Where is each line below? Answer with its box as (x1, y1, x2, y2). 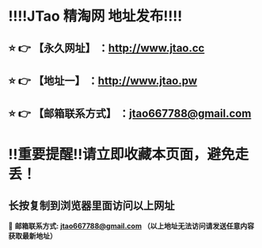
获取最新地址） (8, 231, 57, 241)
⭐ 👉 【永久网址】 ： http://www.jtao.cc (8, 41, 205, 55)
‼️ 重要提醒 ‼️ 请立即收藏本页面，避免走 (8, 145, 249, 163)
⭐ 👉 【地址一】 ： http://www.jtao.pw (8, 74, 198, 87)
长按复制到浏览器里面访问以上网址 (8, 199, 175, 212)
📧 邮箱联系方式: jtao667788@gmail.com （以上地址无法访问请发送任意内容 (8, 221, 255, 231)
